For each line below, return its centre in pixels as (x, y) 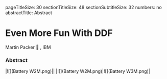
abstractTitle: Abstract (29, 13)
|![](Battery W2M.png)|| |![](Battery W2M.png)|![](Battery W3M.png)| (78, 71)
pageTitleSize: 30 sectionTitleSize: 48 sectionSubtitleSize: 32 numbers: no (83, 7)
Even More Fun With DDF (59, 33)
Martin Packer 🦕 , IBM (28, 47)
